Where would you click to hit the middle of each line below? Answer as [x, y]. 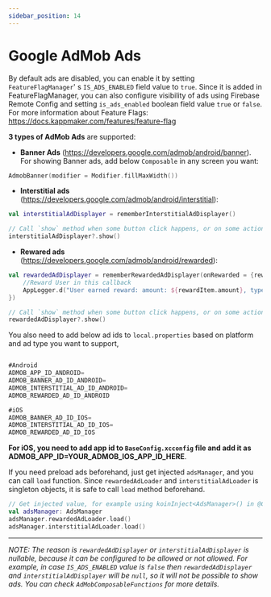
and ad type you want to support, [64, 344]
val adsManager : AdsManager [56, 512]
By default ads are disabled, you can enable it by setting [102, 78]
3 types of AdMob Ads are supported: [72, 136]
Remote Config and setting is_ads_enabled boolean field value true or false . [135, 104]
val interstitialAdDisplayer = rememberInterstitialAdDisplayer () [122, 215]
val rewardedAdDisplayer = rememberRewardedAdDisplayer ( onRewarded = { [131, 275]
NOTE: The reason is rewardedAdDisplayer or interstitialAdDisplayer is [129, 549]
